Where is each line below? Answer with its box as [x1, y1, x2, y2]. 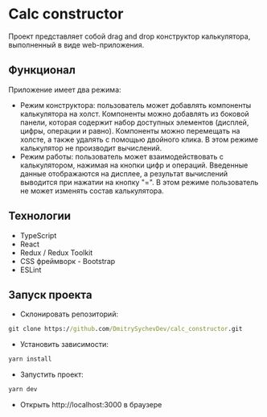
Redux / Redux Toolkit [19, 247, 93, 258]
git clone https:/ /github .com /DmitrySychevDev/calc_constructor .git [8, 325, 243, 333]
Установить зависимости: [19, 340, 109, 349]
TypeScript [19, 230, 57, 240]
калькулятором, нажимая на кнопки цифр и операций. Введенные [19, 160, 249, 170]
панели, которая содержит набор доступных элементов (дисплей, [19, 118, 249, 127]
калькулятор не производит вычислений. [19, 142, 162, 153]
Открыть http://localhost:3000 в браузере [19, 400, 162, 409]
